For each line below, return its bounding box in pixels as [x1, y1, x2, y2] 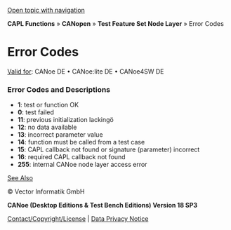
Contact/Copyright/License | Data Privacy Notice [7, 215, 149, 223]
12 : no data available [17, 123, 77, 132]
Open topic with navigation [7, 6, 86, 14]
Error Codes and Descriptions [7, 84, 111, 94]
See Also [7, 174, 34, 182]
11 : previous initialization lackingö [17, 116, 114, 124]
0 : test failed [17, 108, 55, 116]
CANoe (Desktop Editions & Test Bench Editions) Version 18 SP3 [7, 201, 198, 210]
